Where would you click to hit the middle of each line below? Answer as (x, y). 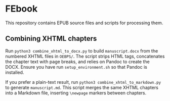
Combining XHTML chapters (51, 39)
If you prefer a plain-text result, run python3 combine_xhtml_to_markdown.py (83, 82)
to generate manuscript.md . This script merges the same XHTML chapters (82, 87)
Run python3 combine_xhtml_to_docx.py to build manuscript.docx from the (82, 50)
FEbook (22, 9)
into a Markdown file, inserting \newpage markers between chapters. (76, 93)
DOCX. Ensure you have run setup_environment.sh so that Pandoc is (76, 67)
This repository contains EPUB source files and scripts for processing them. (84, 23)
